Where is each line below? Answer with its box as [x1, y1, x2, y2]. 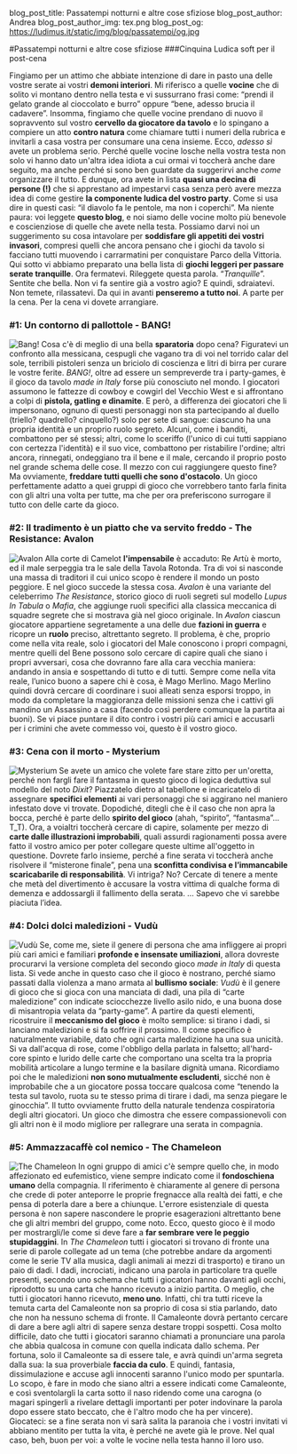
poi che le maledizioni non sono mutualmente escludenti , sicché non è [9, 1072, 270, 1083]
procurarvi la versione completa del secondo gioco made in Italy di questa [9, 958, 281, 969]
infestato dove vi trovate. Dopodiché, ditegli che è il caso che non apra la [9, 803, 276, 814]
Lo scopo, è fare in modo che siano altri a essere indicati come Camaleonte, [9, 1379, 286, 1389]
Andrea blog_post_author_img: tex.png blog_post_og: [9, 17, 204, 28]
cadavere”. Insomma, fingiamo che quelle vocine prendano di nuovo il [9, 108, 263, 118]
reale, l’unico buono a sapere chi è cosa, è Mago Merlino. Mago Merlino [9, 675, 271, 687]
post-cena [9, 53, 47, 63]
